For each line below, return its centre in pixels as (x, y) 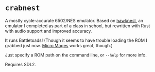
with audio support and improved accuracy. (49, 31)
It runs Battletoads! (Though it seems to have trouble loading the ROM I (76, 40)
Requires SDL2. (21, 64)
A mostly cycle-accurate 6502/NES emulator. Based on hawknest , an (74, 20)
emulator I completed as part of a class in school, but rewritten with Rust (77, 26)
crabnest (23, 8)
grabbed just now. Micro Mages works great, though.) (59, 45)
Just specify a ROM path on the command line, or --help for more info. (76, 55)
